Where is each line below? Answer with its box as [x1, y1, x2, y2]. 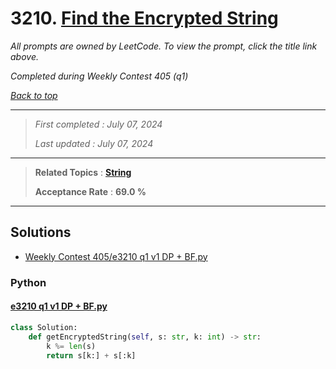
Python [10, 275, 47, 289]
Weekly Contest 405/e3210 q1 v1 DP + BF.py [24, 250, 208, 262]
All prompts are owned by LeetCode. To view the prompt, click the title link [10, 40, 318, 52]
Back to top [10, 89, 58, 101]
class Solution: [10, 322, 78, 332]
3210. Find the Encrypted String [10, 7, 279, 30]
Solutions [10, 224, 72, 241]
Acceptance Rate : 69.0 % [34, 185, 147, 197]
